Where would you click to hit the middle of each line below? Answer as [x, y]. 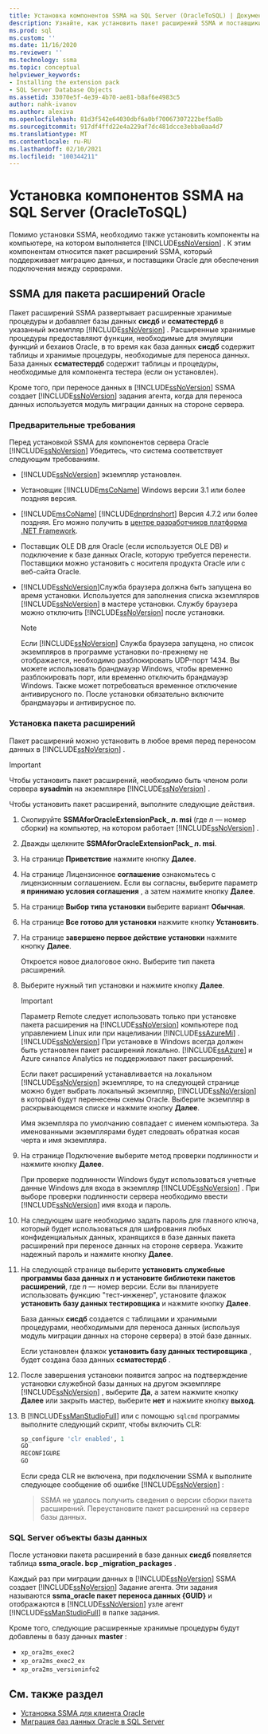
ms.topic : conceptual [45, 68]
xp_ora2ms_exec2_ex [53, 1662]
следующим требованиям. [54, 460]
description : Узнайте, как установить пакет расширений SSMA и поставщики [136, 23]
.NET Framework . [49, 531]
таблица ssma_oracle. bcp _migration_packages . [93, 1564]
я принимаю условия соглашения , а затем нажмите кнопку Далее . [138, 891]
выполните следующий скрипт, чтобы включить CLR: [111, 1424]
